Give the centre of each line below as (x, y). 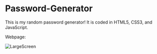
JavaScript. (17, 27)
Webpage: (15, 37)
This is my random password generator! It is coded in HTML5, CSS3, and (79, 22)
